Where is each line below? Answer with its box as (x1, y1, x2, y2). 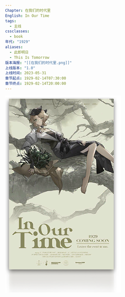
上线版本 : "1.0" (5, 65, 35, 70)
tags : (5, 18, 16, 23)
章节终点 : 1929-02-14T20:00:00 (5, 81, 66, 86)
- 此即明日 (9, 49, 29, 54)
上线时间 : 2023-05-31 (5, 71, 47, 76)
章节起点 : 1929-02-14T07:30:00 (5, 76, 66, 81)
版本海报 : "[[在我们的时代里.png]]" (5, 60, 72, 65)
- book (9, 34, 23, 39)
